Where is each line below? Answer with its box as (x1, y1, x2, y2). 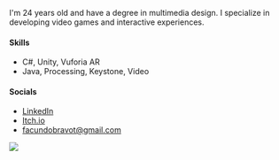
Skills (9, 37, 30, 48)
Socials (9, 86, 37, 96)
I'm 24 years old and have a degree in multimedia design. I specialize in (9, 8, 270, 18)
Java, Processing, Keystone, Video (21, 66, 150, 77)
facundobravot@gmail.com (21, 125, 121, 135)
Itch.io (21, 115, 46, 126)
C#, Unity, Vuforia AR (21, 57, 100, 67)
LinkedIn (21, 106, 54, 117)
